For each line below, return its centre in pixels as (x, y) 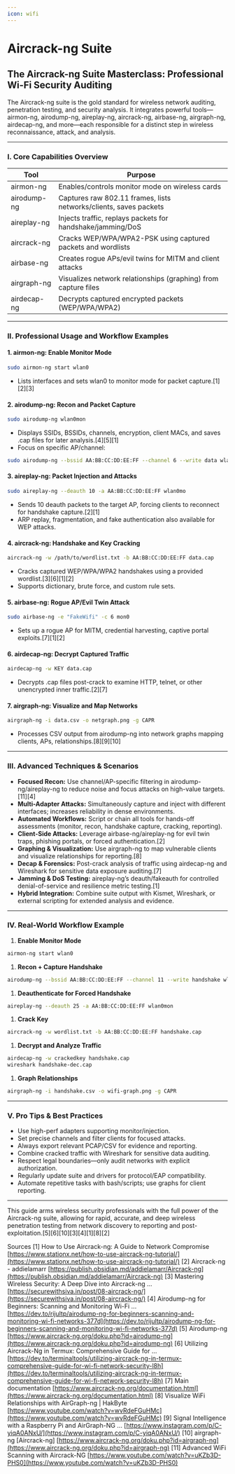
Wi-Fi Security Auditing (60, 85)
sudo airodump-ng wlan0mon (47, 419)
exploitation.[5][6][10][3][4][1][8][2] (59, 1233)
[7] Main (177, 1381)
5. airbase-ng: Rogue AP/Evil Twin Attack (69, 602)
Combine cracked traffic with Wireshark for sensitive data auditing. (114, 1154)
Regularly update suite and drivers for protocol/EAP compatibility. (112, 1176)
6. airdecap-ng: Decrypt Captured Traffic (68, 654)
